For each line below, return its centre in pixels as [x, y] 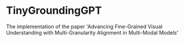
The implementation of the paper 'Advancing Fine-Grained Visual [84, 26]
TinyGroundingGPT [54, 11]
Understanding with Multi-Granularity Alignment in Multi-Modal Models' [92, 32]
